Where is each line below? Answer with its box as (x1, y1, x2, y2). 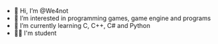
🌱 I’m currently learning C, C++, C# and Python (13, 22, 151, 29)
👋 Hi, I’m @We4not (13, 7, 69, 15)
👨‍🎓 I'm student (13, 29, 57, 37)
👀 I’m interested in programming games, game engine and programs (13, 14, 212, 22)
